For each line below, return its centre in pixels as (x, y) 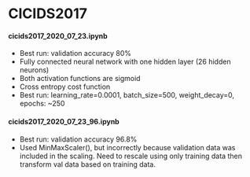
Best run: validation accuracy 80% (75, 53)
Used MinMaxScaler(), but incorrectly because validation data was (127, 147)
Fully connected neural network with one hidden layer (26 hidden (125, 62)
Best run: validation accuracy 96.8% (78, 139)
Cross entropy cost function (65, 87)
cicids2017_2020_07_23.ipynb (58, 35)
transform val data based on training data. (87, 164)
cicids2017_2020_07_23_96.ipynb (64, 121)
